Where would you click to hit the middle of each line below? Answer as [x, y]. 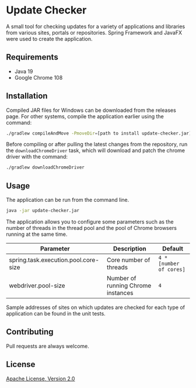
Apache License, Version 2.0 [41, 379]
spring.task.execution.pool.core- [54, 260]
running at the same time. [37, 234]
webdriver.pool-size [37, 286]
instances [120, 293]
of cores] [172, 269]
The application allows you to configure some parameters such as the [90, 222]
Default [173, 248]
